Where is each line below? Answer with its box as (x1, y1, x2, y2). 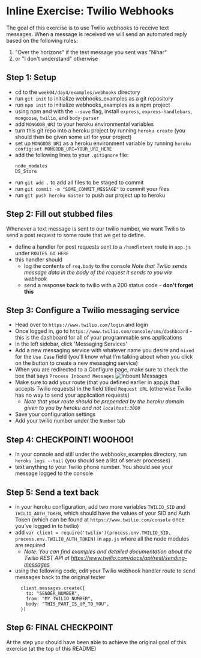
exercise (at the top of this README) (6, 645, 97, 652)
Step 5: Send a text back (6, 487, 99, 497)
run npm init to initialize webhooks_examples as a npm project (14, 101, 170, 108)
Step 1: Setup (6, 72, 57, 82)
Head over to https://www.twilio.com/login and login (14, 321, 148, 329)
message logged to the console (14, 470, 93, 477)
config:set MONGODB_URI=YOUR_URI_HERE (14, 146, 112, 152)
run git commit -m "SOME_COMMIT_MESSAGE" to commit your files (14, 185, 170, 192)
